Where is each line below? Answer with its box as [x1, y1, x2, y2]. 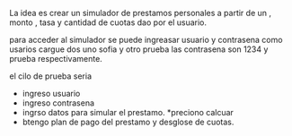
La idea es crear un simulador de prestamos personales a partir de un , [9, 8, 272, 18]
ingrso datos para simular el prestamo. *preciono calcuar [22, 107, 234, 117]
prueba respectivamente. [9, 54, 103, 64]
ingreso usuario [22, 89, 81, 98]
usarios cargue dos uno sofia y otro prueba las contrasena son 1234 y [9, 44, 269, 55]
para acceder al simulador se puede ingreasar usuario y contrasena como [9, 35, 283, 45]
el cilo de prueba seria [9, 71, 93, 81]
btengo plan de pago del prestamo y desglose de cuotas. [22, 116, 234, 127]
